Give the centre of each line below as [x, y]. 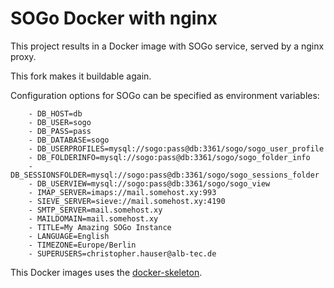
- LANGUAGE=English [69, 236]
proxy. [23, 56]
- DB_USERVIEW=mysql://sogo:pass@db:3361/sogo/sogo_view [149, 183]
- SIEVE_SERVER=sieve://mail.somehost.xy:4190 [127, 201]
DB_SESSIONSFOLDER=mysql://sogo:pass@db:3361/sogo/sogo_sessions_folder [165, 175]
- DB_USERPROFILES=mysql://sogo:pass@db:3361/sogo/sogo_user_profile [176, 148]
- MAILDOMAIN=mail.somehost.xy [93, 218]
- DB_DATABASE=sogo [69, 140]
